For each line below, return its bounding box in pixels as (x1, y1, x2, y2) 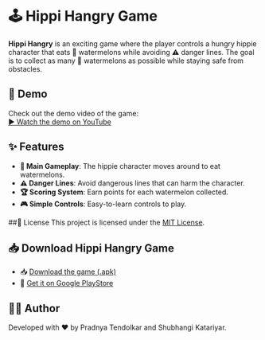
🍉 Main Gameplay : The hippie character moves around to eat (19, 161, 221, 170)
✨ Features (8, 140, 64, 154)
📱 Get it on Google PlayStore (19, 279, 114, 288)
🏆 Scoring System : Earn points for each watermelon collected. (19, 187, 229, 197)
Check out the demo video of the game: (8, 108, 139, 118)
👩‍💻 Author (8, 301, 60, 315)
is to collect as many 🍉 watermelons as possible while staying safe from (8, 56, 244, 65)
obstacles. (8, 64, 42, 73)
